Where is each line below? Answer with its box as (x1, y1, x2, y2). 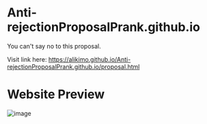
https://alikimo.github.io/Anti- (48, 55, 131, 63)
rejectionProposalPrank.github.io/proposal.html (7, 62, 140, 71)
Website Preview (7, 87, 105, 102)
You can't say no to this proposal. (7, 42, 101, 50)
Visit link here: (7, 55, 47, 63)
